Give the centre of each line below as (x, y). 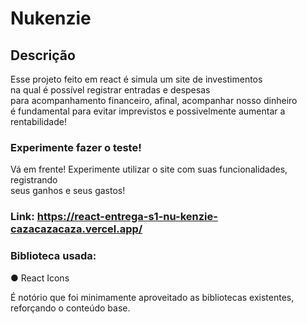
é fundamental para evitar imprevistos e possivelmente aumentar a (148, 111)
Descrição (43, 55)
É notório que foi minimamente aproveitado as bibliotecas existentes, (152, 297)
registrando (34, 180)
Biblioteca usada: (53, 256)
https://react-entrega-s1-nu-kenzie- (127, 217)
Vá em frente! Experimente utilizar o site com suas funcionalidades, (149, 169)
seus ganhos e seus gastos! (68, 191)
